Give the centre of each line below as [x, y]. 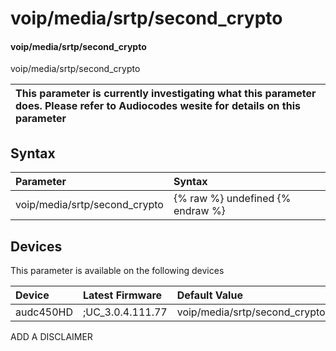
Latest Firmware [122, 295]
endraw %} [199, 211]
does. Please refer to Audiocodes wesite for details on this [158, 106]
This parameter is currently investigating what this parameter [166, 94]
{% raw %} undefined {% [232, 199]
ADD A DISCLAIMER [51, 337]
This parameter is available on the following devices [117, 271]
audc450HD [44, 312]
